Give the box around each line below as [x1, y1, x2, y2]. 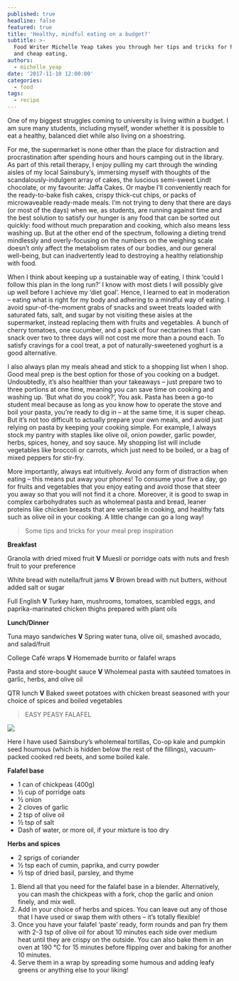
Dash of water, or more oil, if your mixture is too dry [17, 825, 169, 834]
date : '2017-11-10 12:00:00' [7, 70, 94, 77]
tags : [7, 90, 23, 97]
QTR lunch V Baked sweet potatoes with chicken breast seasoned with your [7, 689, 230, 697]
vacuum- [189, 745, 216, 753]
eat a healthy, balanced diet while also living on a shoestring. [7, 131, 186, 140]
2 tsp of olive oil [17, 810, 65, 819]
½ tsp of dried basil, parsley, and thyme [17, 868, 134, 877]
